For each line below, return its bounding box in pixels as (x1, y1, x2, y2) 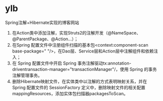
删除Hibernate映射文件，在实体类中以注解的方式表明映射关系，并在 (12, 78, 147, 84)
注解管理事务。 (12, 72, 42, 78)
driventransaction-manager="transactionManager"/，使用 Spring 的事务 (12, 66, 157, 72)
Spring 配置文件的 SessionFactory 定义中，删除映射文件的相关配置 (12, 84, 145, 90)
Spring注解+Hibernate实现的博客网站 (5, 19, 79, 25)
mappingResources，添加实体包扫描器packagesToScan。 (12, 90, 128, 96)
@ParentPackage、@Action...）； (12, 36, 79, 42)
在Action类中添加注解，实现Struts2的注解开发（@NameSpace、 (12, 30, 141, 35)
